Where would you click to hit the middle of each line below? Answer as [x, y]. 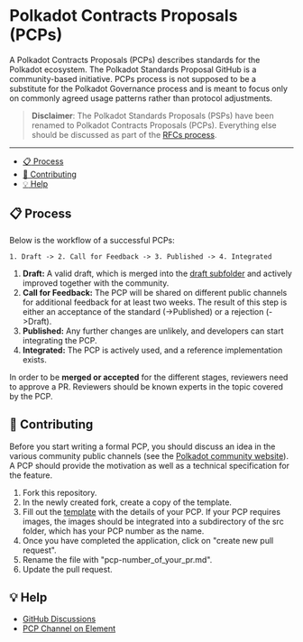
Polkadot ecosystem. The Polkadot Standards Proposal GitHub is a [133, 69]
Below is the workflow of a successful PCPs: [92, 240]
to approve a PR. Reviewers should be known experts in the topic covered [147, 386]
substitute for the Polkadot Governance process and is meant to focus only [149, 88]
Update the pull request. [67, 569]
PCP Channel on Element [69, 628]
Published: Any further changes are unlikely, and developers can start [153, 331]
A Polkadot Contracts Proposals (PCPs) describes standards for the [135, 60]
